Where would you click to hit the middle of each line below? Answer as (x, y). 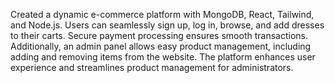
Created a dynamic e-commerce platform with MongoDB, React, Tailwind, (162, 14)
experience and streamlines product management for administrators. (152, 67)
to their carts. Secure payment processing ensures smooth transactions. (159, 35)
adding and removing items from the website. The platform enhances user (163, 57)
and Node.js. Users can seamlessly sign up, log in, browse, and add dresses (167, 25)
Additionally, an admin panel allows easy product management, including (161, 46)
